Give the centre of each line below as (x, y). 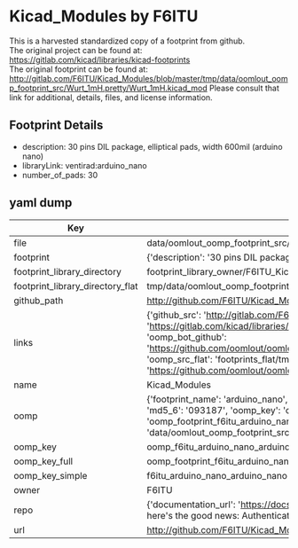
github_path (39, 301)
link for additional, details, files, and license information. (111, 97)
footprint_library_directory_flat (76, 286)
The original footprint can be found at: (78, 69)
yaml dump (41, 203)
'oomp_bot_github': (186, 337)
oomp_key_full (43, 461)
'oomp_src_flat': (179, 359)
